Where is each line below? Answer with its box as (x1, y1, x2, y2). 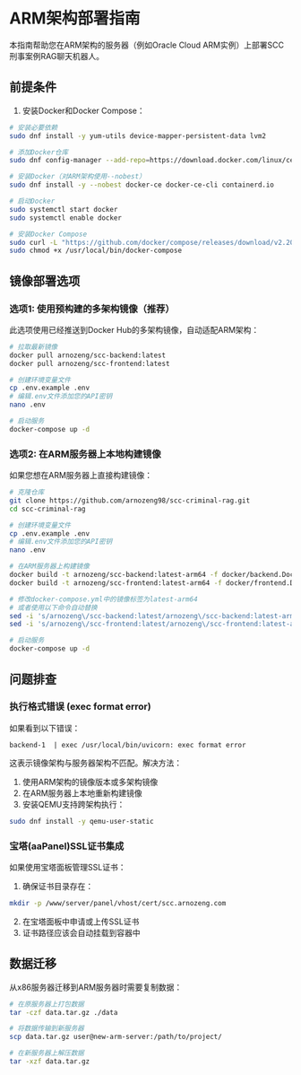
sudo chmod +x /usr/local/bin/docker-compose (9, 246, 182, 256)
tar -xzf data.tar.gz (9, 1057, 90, 1066)
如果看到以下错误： (9, 722, 81, 733)
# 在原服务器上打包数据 (9, 1000, 85, 1009)
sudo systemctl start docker (9, 205, 118, 214)
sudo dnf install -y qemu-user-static (9, 817, 154, 826)
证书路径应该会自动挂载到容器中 (21, 927, 141, 938)
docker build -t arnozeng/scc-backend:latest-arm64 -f (9, 571, 219, 580)
